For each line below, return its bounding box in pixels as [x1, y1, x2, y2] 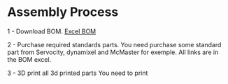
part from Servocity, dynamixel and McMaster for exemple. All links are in [7, 48, 219, 56]
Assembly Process [7, 4, 119, 20]
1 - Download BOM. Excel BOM [7, 27, 97, 35]
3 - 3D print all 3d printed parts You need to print [7, 69, 148, 77]
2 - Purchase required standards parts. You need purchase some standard [7, 40, 222, 49]
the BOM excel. [7, 55, 52, 63]
